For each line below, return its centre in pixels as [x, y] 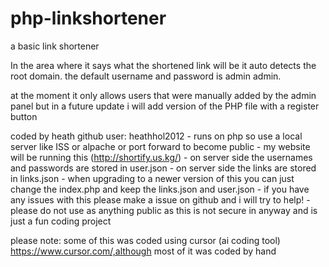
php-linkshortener [88, 18]
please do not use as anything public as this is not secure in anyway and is [164, 210]
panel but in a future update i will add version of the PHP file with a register [165, 106]
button [24, 116]
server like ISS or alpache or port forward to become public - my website [160, 146]
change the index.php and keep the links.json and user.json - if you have [160, 189]
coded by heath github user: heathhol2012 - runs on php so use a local [156, 136]
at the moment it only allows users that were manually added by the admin [163, 95]
